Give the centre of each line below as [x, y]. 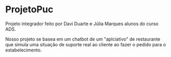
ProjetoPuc [29, 9]
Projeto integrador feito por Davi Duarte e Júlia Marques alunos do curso [82, 24]
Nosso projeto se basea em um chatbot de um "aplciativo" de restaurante [83, 39]
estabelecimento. [24, 50]
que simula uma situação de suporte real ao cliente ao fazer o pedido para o [86, 44]
